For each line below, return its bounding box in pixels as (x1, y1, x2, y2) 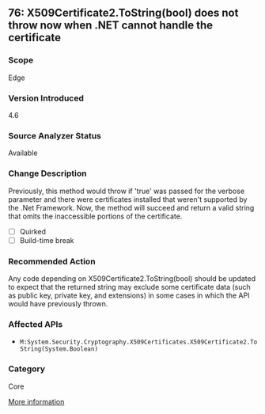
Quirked (19, 226, 46, 236)
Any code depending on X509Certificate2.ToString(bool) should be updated (8, 274, 256, 283)
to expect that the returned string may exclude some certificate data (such (8, 283, 251, 291)
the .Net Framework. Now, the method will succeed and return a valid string (8, 203, 255, 212)
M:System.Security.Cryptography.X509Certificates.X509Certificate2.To (19, 338, 258, 347)
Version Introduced (8, 93, 85, 104)
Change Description (8, 168, 87, 179)
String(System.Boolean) (19, 345, 99, 353)
